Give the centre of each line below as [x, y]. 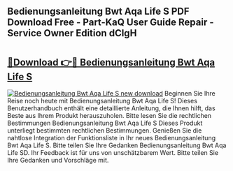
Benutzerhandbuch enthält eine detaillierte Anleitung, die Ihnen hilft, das [111, 108]
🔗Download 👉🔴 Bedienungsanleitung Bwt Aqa [111, 62]
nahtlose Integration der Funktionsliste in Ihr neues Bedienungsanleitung [111, 138]
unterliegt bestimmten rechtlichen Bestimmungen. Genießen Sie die [105, 131]
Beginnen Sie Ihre [190, 93]
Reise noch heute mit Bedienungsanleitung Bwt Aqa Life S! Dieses [103, 101]
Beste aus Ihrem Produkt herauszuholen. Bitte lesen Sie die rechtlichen [110, 116]
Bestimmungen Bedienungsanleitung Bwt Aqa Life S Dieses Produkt [105, 123]
